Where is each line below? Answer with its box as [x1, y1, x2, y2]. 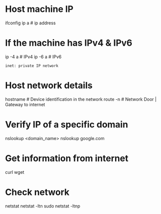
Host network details [5, 80, 93, 91]
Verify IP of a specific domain [5, 119, 128, 130]
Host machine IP [5, 3, 74, 15]
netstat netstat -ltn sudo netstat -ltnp [5, 203, 80, 209]
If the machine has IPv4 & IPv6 [5, 37, 132, 49]
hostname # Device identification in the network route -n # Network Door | [5, 96, 157, 102]
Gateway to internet [5, 101, 45, 107]
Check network [5, 186, 70, 198]
